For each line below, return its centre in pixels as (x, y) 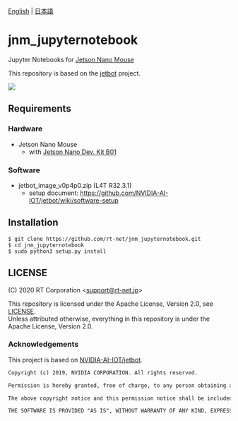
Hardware (25, 129)
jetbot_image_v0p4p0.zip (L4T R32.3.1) (75, 185)
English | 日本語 (31, 11)
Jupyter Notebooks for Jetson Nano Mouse (71, 59)
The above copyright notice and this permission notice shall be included (120, 398)
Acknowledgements (43, 344)
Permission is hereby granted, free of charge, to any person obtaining (117, 385)
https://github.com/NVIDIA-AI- (124, 193)
